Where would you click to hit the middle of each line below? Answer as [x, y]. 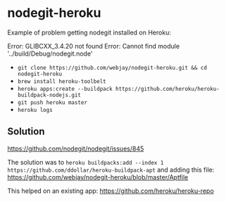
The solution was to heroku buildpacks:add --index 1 [86, 162]
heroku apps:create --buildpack [65, 89]
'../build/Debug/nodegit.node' [50, 53]
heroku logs [35, 110]
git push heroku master [52, 102]
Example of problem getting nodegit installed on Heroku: [89, 32]
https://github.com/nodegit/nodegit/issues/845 [76, 149]
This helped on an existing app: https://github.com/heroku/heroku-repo [111, 191]
